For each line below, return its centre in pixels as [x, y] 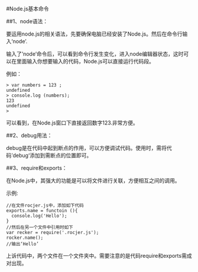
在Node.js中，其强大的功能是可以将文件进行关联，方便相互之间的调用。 [93, 180]
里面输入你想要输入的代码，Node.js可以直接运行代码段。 [85, 61]
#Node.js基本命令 [27, 9]
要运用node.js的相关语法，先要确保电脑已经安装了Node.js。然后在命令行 [94, 34]
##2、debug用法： [29, 135]
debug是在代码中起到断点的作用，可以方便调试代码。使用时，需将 [87, 148]
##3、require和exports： [37, 168]
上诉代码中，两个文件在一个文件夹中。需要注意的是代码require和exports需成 [99, 256]
